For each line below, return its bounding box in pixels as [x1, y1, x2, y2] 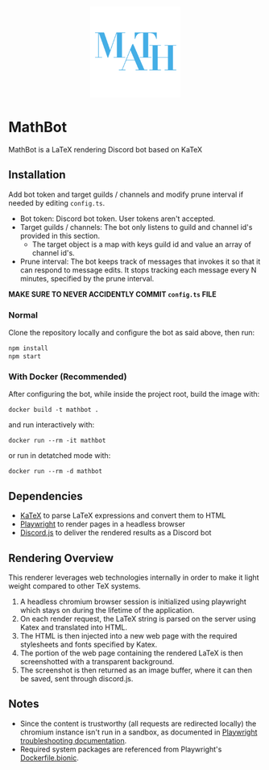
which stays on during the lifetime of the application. [19, 605, 195, 614]
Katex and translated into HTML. [19, 622, 127, 632]
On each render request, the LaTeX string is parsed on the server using [19, 614, 256, 623]
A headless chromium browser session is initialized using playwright [19, 597, 247, 606]
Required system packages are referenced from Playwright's [19, 744, 222, 754]
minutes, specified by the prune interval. [19, 273, 155, 283]
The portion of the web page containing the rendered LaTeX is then [19, 647, 243, 658]
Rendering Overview [8, 551, 114, 565]
